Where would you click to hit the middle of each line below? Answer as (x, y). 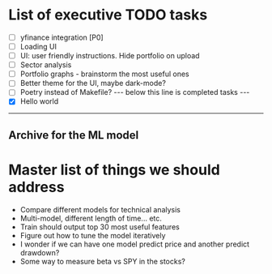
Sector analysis (46, 65)
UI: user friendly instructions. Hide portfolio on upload (110, 56)
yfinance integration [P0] (62, 37)
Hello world (39, 101)
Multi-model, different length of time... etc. (91, 218)
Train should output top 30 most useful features (100, 227)
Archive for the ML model (74, 135)
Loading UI (38, 47)
